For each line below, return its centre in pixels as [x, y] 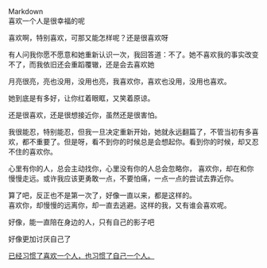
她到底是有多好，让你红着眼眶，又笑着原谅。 [81, 98]
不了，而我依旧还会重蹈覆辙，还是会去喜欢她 [81, 64]
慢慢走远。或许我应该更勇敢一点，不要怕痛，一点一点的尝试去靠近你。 [123, 178]
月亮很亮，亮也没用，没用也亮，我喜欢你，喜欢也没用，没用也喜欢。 [120, 81]
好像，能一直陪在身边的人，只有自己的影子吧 [81, 222]
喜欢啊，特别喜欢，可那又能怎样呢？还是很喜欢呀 [88, 38]
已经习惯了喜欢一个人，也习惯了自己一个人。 [81, 256]
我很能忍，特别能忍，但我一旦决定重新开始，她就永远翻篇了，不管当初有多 [130, 132]
